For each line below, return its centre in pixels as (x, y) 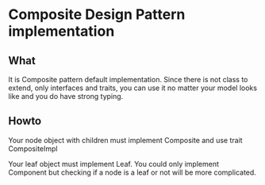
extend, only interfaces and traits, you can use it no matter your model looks (133, 88)
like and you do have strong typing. (66, 96)
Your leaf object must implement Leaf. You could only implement (114, 164)
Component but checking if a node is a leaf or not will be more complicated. (132, 172)
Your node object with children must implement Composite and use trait (126, 140)
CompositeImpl (33, 149)
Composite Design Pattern (97, 15)
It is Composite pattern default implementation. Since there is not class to (128, 79)
